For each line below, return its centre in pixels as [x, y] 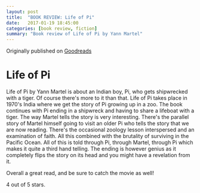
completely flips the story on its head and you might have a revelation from [98, 155]
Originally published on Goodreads [49, 51]
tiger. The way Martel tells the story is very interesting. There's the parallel [98, 117]
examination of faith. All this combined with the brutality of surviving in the [98, 136]
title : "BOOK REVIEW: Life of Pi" [50, 17]
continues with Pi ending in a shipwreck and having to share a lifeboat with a [100, 111]
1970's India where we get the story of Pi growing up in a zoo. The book [95, 105]
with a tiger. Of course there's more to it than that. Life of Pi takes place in [97, 98]
